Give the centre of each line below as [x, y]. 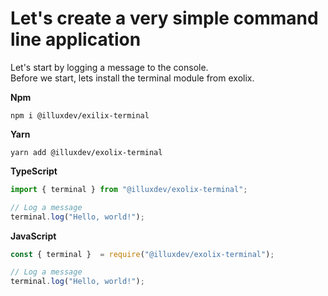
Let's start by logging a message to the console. [109, 67]
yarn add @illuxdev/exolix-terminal [86, 152]
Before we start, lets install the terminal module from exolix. [132, 78]
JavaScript [33, 236]
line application [76, 39]
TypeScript [34, 171]
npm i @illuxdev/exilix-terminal [80, 115]
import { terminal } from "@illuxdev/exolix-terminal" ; [129, 189]
